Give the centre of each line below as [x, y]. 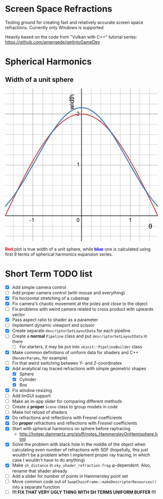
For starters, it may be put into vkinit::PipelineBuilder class [81, 347]
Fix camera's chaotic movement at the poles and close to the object [80, 304]
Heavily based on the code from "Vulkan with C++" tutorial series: [71, 37]
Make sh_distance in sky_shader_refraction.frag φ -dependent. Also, [81, 465]
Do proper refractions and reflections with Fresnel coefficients [74, 423]
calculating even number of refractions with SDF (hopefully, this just [80, 450]
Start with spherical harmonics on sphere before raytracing [71, 429]
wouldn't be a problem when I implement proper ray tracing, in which [81, 455]
